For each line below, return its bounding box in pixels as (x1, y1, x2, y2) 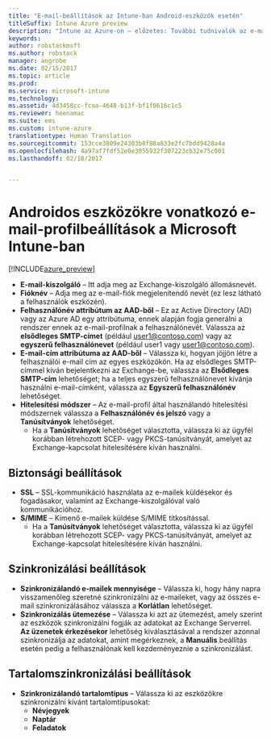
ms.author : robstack (8, 49, 78, 57)
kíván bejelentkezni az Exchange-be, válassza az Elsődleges (46, 365, 249, 375)
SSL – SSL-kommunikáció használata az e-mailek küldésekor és (19, 487, 233, 497)
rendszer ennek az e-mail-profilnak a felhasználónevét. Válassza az (19, 323, 246, 332)
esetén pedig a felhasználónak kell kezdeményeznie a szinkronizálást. (19, 643, 253, 653)
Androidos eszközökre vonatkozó (8, 203, 238, 222)
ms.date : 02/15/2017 (8, 65, 78, 73)
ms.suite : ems (8, 117, 56, 125)
